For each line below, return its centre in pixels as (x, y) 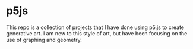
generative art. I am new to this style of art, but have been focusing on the (97, 33)
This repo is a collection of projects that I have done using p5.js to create (95, 27)
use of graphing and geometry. (44, 40)
